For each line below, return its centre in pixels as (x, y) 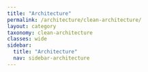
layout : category (32, 26)
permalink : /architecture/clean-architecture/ (74, 20)
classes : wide (27, 39)
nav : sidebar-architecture (51, 58)
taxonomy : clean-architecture (50, 33)
